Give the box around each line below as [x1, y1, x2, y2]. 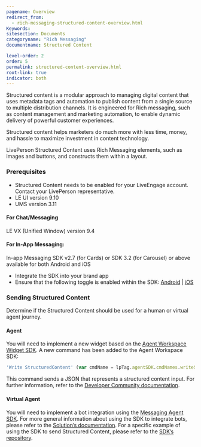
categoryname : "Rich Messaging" [6, 36, 87, 42]
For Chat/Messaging [6, 214, 59, 221]
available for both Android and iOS [6, 261, 91, 268]
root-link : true [6, 69, 47, 75]
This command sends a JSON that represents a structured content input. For [6, 375, 195, 382]
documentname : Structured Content [6, 42, 93, 48]
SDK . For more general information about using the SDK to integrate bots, [6, 415, 187, 422]
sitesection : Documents [6, 31, 66, 37]
